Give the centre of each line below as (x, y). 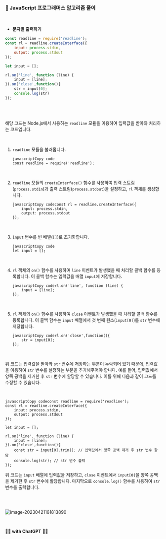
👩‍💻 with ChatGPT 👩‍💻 (27, 531)
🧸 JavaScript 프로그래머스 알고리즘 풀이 (50, 7)
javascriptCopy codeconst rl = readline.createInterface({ (74, 204)
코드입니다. (21, 129)
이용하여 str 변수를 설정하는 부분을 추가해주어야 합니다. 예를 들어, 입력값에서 (84, 370)
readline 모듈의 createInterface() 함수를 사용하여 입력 (67, 183)
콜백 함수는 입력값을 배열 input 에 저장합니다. (79, 276)
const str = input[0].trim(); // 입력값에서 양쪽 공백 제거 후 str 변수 (83, 450)
